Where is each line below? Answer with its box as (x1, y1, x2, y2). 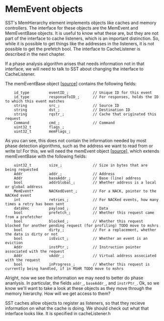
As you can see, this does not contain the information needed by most (5, 137, 147, 143)
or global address (5, 184, 43, 189)
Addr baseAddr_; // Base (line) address (14, 176, 141, 181)
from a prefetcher (5, 214, 43, 220)
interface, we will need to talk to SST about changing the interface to (5, 65, 143, 72)
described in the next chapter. (5, 51, 66, 57)
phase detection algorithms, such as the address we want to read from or (5, 143, 153, 149)
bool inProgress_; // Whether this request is (14, 262, 150, 267)
